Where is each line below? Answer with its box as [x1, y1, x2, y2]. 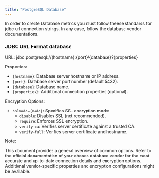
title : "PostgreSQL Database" [5, 7, 67, 12]
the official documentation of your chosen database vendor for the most [5, 153, 150, 158]
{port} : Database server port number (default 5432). [12, 78, 118, 84]
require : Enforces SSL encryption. [19, 118, 88, 124]
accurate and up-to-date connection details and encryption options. [5, 157, 141, 164]
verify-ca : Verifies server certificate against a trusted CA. [19, 123, 136, 129]
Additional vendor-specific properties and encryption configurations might [5, 163, 154, 169]
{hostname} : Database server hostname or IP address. [12, 73, 120, 79]
